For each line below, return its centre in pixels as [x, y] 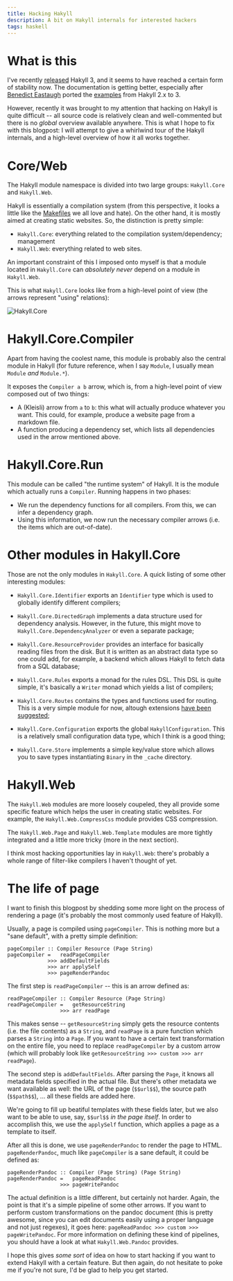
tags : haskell [28, 26]
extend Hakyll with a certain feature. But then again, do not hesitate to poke [115, 1262]
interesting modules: [36, 582]
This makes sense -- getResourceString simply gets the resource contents [113, 1024]
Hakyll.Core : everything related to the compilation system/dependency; [120, 234]
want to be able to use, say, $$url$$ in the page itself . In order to [100, 1117]
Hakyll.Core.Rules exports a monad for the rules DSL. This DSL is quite [119, 680]
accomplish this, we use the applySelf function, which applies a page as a [113, 1124]
